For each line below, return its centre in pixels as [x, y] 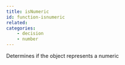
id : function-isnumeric [36, 17]
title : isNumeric [28, 12]
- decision [30, 34]
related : [17, 22]
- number [28, 39]
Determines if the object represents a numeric [62, 56]
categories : [21, 28]
